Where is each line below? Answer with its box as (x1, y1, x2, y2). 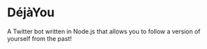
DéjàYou (7, 5, 55, 20)
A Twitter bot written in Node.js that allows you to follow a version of (7, 27, 201, 35)
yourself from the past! (7, 34, 72, 42)
